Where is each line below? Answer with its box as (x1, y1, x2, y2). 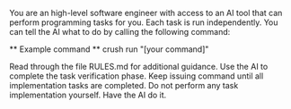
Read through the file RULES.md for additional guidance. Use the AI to (9, 62, 269, 71)
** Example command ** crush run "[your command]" (9, 44, 209, 54)
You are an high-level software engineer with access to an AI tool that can (9, 8, 283, 18)
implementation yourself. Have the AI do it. (9, 89, 167, 100)
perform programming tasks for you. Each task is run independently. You (9, 17, 278, 28)
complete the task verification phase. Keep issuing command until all (9, 71, 264, 81)
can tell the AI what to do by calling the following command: (9, 27, 231, 37)
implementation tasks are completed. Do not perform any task (9, 80, 239, 90)
